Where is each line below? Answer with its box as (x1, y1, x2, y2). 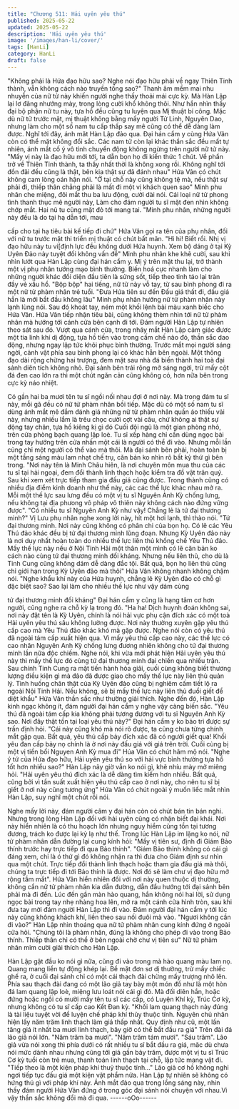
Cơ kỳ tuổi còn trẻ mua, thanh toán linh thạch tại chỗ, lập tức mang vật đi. (7, 1055, 223, 1064)
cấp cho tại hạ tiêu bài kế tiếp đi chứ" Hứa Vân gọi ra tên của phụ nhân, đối (7, 226, 228, 236)
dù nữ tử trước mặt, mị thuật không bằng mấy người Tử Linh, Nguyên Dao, (7, 114, 224, 123)
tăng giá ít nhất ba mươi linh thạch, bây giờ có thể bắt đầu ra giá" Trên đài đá (7, 1025, 233, 1033)
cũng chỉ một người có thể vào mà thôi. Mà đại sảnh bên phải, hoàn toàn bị (7, 445, 227, 454)
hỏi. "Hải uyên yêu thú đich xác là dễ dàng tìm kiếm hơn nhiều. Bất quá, (7, 770, 218, 779)
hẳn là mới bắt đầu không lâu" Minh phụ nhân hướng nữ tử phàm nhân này (7, 295, 225, 303)
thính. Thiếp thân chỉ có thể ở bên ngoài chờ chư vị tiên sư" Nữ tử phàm (7, 936, 218, 944)
